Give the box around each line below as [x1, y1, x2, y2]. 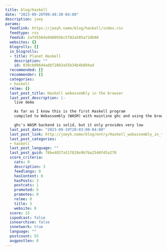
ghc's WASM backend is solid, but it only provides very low [14, 123, 143, 127]
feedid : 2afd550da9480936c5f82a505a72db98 [9, 35, 99, 40]
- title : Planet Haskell [9, 53, 61, 59]
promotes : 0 [14, 192, 39, 197]
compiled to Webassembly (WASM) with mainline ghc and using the [14, 114, 153, 119]
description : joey [5, 16, 43, 21]
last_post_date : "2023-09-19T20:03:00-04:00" [9, 127, 106, 132]
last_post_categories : [9, 136, 57, 141]
